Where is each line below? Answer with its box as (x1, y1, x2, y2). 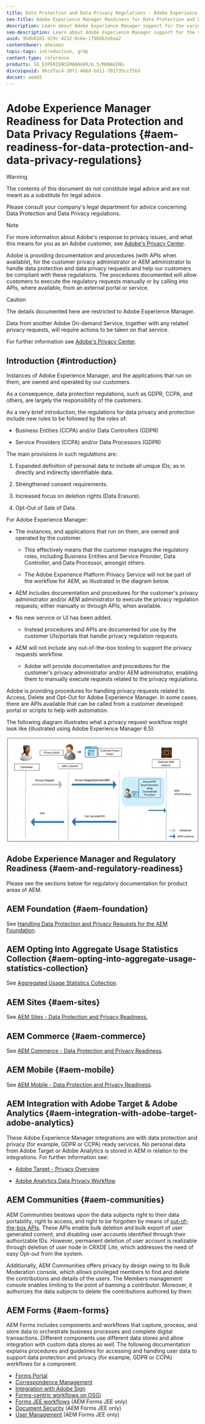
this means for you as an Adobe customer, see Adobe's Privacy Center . (6, 240, 186, 247)
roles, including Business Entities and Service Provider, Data (24, 553, 176, 560)
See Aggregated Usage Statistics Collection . (6, 979, 118, 987)
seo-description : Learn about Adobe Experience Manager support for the (6, 29, 195, 35)
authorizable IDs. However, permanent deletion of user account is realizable (6, 1237, 197, 1244)
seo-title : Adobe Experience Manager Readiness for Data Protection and (6, 16, 195, 23)
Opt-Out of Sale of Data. (15, 504, 77, 512)
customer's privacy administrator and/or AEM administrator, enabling (24, 669, 198, 677)
